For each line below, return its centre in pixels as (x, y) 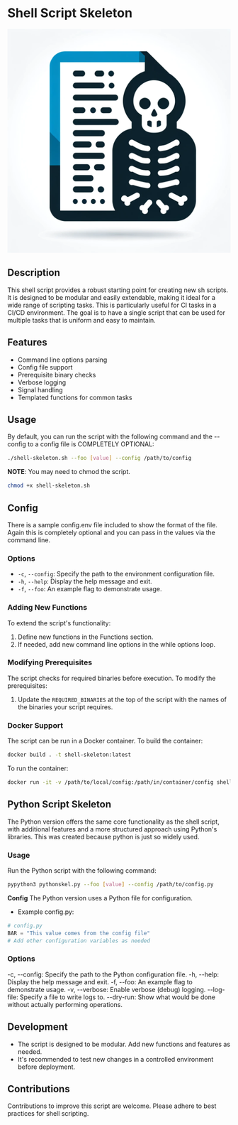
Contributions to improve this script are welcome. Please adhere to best (112, 1106)
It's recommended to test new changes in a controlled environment (115, 1059)
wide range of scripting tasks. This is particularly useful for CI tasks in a (112, 305)
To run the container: (38, 768)
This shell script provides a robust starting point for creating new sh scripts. (118, 290)
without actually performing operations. (65, 1004)
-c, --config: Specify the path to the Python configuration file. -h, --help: (113, 974)
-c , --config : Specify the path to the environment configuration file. (116, 574)
